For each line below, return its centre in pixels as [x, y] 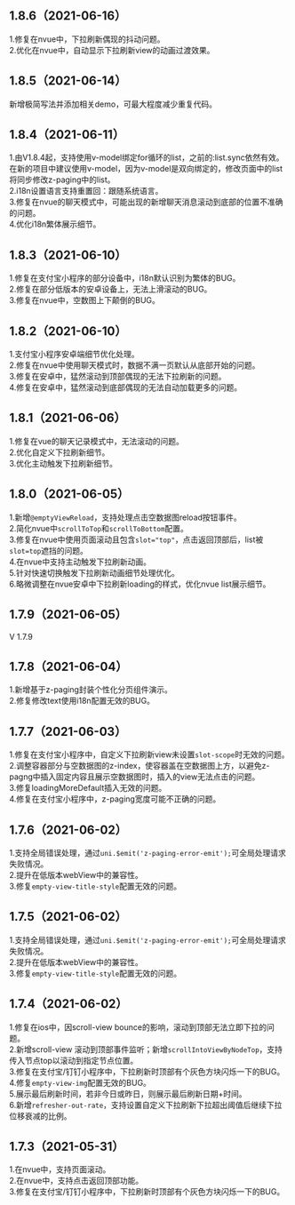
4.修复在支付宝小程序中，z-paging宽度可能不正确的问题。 [115, 799]
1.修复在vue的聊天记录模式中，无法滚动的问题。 [97, 441]
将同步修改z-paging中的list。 [62, 180]
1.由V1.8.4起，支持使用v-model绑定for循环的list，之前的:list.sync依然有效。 [147, 157]
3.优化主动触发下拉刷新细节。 [64, 463]
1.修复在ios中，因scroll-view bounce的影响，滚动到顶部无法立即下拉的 [138, 1027]
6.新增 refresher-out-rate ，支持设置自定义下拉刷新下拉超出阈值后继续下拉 [146, 1105]
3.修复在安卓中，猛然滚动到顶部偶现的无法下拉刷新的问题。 [118, 377]
